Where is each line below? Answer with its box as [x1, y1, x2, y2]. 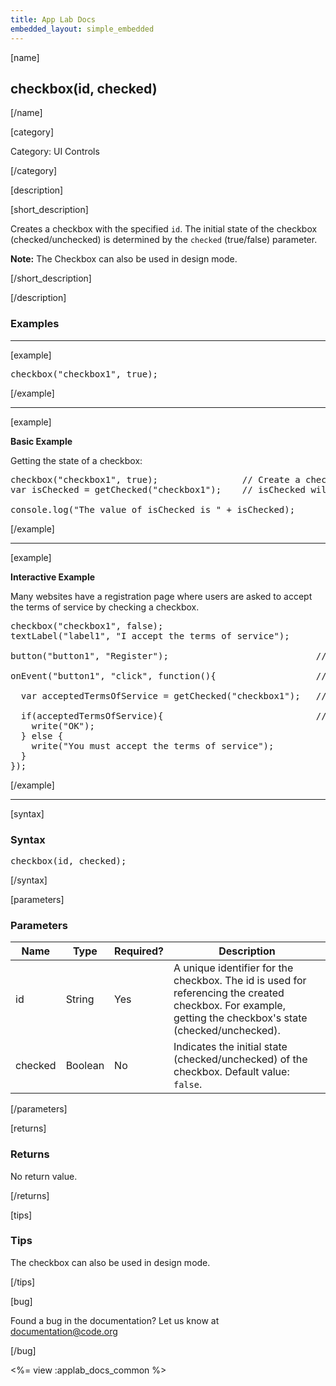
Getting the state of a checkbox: [10, 454, 143, 466]
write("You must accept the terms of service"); [31, 740, 275, 751]
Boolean [65, 1059, 105, 1073]
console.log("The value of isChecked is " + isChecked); [10, 504, 296, 515]
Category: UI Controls [10, 146, 100, 158]
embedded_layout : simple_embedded [10, 24, 155, 34]
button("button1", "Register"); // [10, 650, 327, 661]
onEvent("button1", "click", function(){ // [10, 670, 327, 681]
